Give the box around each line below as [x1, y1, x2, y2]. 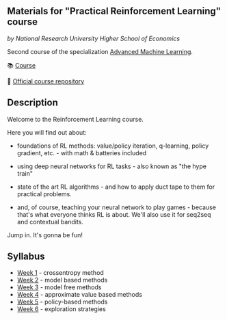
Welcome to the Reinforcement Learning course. [7, 115, 144, 123]
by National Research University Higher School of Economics [7, 34, 180, 42]
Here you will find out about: [7, 128, 87, 136]
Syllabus [7, 251, 46, 263]
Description [7, 97, 58, 109]
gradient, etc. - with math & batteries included [16, 148, 147, 157]
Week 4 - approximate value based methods [16, 291, 142, 299]
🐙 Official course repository [7, 77, 85, 85]
